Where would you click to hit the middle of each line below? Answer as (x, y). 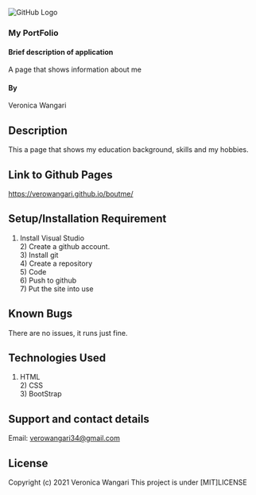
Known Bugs (41, 314)
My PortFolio (33, 33)
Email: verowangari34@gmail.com (64, 438)
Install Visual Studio (52, 238)
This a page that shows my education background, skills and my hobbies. (128, 150)
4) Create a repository (56, 263)
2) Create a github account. (65, 246)
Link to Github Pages (60, 175)
